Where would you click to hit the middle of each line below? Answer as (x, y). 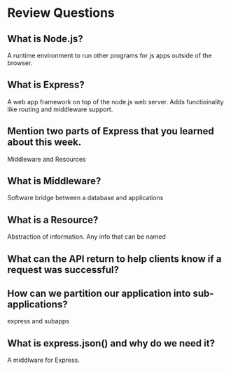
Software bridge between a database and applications (85, 198)
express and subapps (38, 321)
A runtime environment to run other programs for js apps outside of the (110, 55)
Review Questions (61, 13)
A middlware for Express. (44, 360)
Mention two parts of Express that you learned (111, 131)
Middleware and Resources (47, 159)
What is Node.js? (45, 39)
